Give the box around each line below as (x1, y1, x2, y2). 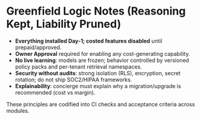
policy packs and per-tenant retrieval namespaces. (15, 63, 142, 70)
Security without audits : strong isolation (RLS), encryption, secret (15, 69, 181, 76)
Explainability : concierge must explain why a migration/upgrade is (15, 82, 182, 89)
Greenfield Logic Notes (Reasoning (6, 4, 186, 18)
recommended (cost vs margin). (15, 89, 96, 96)
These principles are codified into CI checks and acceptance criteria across (6, 100, 196, 107)
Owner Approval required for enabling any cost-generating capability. (15, 50, 191, 57)
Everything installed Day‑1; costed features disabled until (15, 37, 162, 44)
